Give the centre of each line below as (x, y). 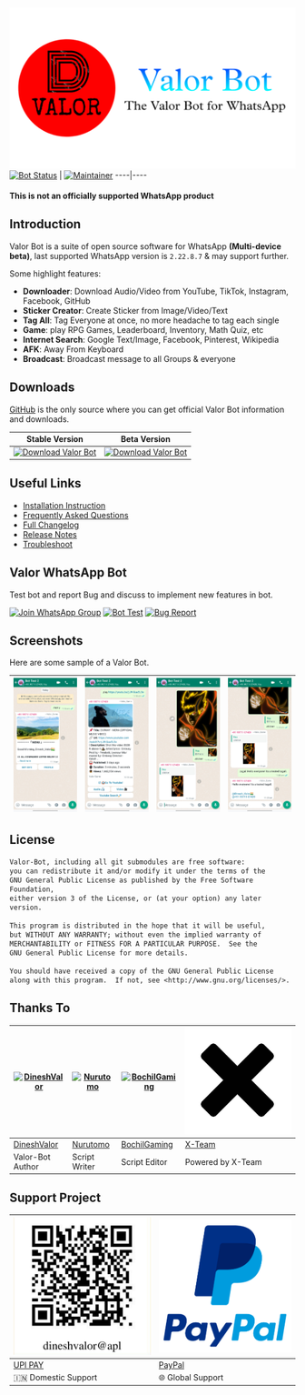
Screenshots (46, 641)
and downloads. (39, 419)
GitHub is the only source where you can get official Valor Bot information (147, 409)
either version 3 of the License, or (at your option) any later (135, 898)
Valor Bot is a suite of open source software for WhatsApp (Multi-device (145, 246)
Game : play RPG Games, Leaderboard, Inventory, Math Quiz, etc (143, 329)
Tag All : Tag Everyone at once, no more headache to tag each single (151, 320)
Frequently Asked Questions (75, 515)
